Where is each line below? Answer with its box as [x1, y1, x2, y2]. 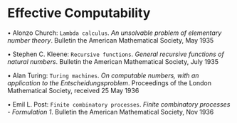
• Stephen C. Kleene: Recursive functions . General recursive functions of [7, 50, 224, 58]
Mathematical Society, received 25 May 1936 [7, 86, 139, 95]
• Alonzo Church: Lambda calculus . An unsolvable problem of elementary [7, 28, 222, 37]
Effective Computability [7, 5, 151, 21]
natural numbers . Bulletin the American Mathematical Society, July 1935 [7, 57, 219, 65]
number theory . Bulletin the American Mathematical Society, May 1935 [7, 36, 214, 44]
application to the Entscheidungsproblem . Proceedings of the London [7, 78, 212, 87]
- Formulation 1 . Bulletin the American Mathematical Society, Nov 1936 [7, 107, 214, 116]
